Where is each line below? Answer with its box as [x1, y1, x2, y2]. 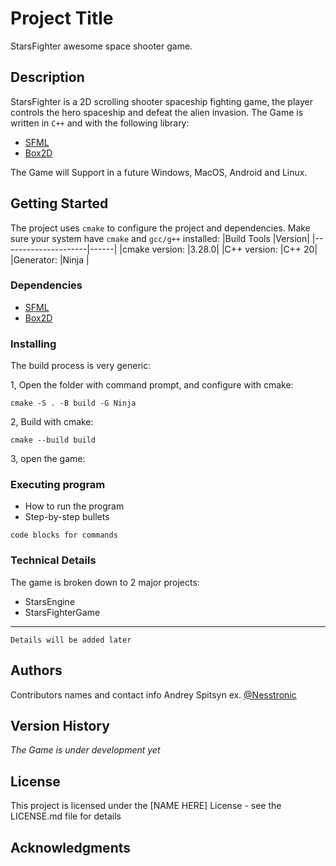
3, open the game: [10, 453, 86, 465]
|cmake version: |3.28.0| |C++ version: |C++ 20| [119, 243, 318, 255]
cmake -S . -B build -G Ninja [10, 398, 137, 409]
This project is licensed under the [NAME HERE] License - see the [10, 800, 282, 812]
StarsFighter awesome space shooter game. [10, 40, 193, 52]
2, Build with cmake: [10, 416, 94, 428]
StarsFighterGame [24, 606, 101, 618]
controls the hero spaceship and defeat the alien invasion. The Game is [10, 106, 304, 118]
